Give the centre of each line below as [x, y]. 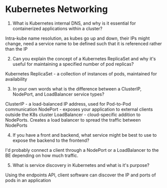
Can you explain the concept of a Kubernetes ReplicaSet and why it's [84, 58]
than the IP [16, 49]
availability [16, 79]
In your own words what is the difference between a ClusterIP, [77, 88]
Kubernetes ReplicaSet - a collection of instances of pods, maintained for [81, 73]
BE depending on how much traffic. [42, 155]
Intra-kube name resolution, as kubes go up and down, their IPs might [77, 38]
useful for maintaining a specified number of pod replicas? [73, 64]
